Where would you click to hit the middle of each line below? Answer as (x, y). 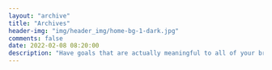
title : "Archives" (39, 23)
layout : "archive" (39, 16)
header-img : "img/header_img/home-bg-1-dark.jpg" (94, 31)
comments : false (36, 38)
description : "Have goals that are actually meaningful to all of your (132, 53)
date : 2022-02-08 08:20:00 (54, 46)
